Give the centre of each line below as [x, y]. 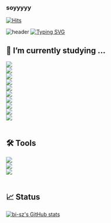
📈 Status [23, 197]
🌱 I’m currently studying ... [56, 50]
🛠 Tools [21, 143]
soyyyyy [19, 8]
